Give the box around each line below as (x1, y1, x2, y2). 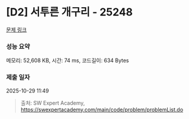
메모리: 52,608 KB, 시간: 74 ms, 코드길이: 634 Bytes (6, 57, 129, 64)
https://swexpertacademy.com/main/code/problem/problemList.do (20, 106, 184, 113)
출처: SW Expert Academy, (20, 99, 85, 107)
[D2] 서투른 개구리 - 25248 (6, 5, 133, 19)
